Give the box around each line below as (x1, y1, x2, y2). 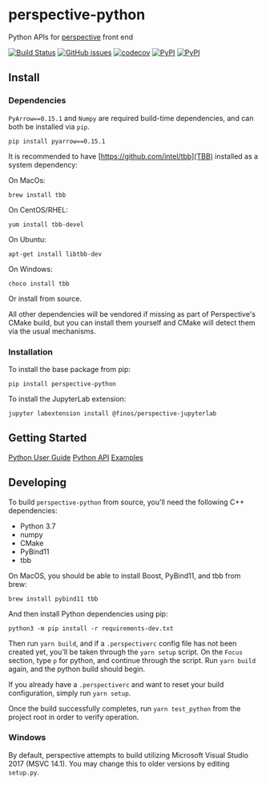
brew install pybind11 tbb (8, 595, 99, 603)
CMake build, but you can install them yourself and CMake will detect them (8, 318, 256, 327)
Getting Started (8, 431, 87, 445)
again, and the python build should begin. (8, 664, 146, 674)
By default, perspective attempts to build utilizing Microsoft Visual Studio (8, 750, 248, 759)
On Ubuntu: (8, 234, 46, 244)
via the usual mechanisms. (8, 326, 96, 336)
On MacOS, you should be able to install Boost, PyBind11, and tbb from (8, 571, 241, 581)
